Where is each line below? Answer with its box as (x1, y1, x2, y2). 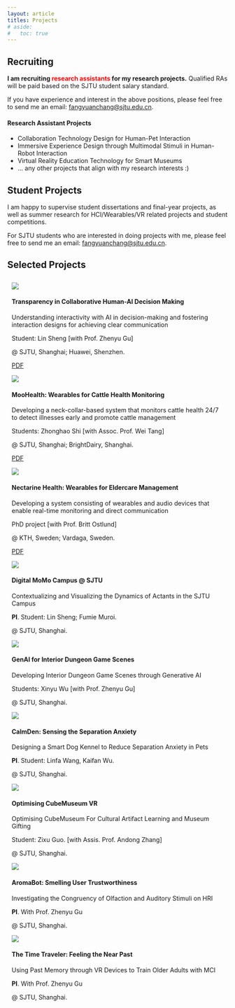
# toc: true (7, 29, 49, 37)
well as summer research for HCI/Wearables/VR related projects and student (7, 211, 228, 219)
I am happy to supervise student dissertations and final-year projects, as (7, 203, 217, 211)
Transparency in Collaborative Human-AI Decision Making (11, 297, 185, 306)
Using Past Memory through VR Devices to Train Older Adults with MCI (11, 965, 216, 974)
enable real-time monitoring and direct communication (11, 506, 169, 514)
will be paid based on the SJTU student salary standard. (7, 82, 169, 90)
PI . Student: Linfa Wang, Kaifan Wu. (11, 757, 115, 765)
